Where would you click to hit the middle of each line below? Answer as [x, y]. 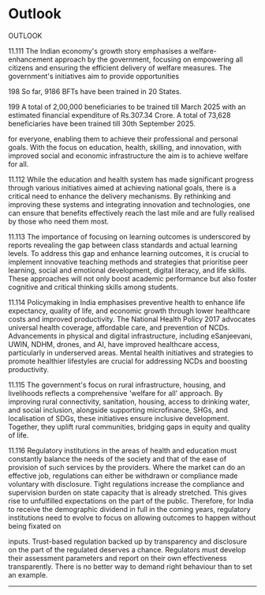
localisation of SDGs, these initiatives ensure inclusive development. [119, 418]
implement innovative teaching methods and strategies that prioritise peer [128, 262]
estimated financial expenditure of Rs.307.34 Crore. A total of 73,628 [119, 115]
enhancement [31, 59]
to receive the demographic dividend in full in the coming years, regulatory [129, 509]
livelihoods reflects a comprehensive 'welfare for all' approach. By [116, 393]
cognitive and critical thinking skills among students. [93, 287]
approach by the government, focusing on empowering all [149, 59]
